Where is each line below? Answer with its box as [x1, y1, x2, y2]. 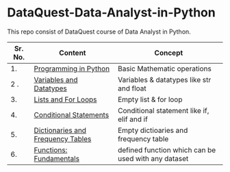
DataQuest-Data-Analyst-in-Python [7, 5, 216, 21]
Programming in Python [34, 64, 110, 73]
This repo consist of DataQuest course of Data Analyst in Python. [7, 27, 192, 36]
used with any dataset [117, 153, 189, 163]
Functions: [34, 145, 68, 155]
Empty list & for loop [117, 95, 183, 104]
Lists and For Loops [34, 95, 97, 104]
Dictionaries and [34, 125, 87, 135]
